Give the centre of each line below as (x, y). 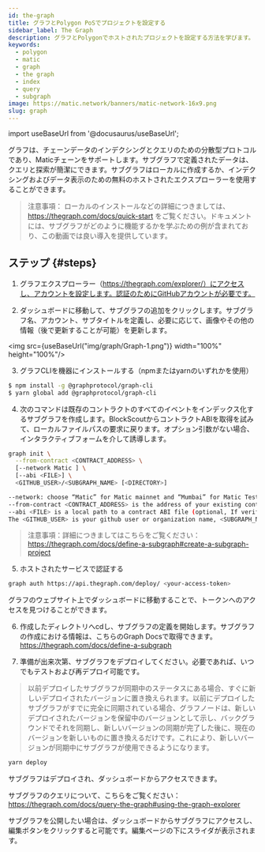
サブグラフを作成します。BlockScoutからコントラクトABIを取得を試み (140, 419)
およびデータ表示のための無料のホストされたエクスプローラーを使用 (139, 179)
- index (28, 81)
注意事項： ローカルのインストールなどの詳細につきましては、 (129, 206)
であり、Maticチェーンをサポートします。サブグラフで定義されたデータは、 (131, 160)
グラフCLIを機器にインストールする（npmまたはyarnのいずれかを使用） (136, 370)
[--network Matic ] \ (51, 468)
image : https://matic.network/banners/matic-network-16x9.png (112, 104)
